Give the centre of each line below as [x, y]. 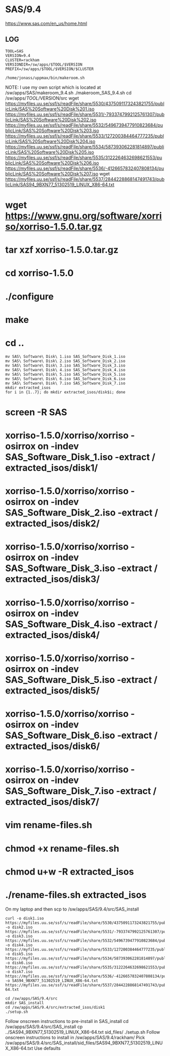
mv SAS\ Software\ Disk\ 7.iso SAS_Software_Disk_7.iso [65, 383]
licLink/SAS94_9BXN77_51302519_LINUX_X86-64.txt [60, 185]
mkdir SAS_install [25, 1003]
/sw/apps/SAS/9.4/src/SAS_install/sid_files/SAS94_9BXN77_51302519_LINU [84, 1043]
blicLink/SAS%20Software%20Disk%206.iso [52, 163]
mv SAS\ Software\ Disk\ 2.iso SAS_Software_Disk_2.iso [65, 361]
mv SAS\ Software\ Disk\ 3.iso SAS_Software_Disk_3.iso [65, 365]
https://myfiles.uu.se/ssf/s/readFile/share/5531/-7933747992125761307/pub [85, 114]
